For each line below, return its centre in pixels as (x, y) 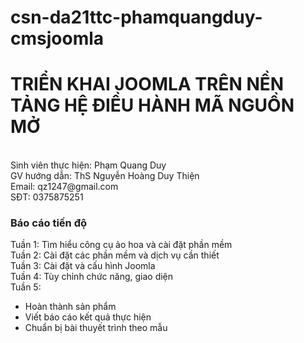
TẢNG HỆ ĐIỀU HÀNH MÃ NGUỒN (152, 105)
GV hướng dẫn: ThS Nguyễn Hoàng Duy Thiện (105, 176)
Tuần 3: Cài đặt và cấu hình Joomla (83, 266)
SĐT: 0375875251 (47, 197)
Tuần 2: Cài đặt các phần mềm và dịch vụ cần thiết (115, 255)
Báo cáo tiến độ (48, 223)
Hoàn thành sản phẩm (70, 307)
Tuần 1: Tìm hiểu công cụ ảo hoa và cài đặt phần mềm (121, 245)
